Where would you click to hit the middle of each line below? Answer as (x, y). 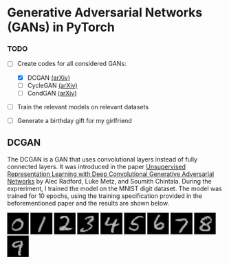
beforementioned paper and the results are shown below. (88, 203)
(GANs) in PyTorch (61, 27)
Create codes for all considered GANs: (72, 64)
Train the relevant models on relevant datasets (83, 107)
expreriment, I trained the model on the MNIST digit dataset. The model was (115, 188)
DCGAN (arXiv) (49, 78)
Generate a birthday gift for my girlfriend (74, 120)
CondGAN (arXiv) (52, 93)
